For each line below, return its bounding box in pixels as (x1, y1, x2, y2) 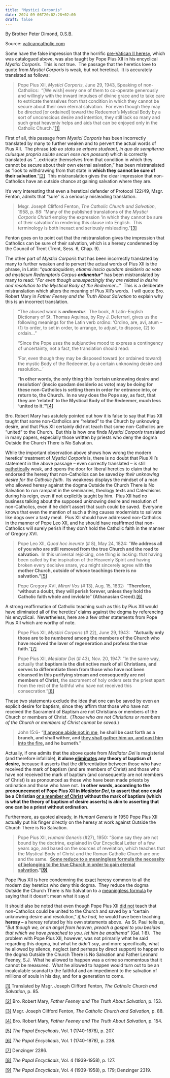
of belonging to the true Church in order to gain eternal (17, 861, 135, 867)
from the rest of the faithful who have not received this (17, 682, 132, 689)
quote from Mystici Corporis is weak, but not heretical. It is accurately (5, 67, 152, 73)
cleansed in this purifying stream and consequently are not (17, 672, 146, 678)
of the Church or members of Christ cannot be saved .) (5, 720, 119, 726)
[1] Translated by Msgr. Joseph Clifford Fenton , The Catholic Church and (5, 983, 157, 989)
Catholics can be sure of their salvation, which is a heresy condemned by (5, 240, 159, 247)
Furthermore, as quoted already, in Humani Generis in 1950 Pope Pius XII (5, 814, 158, 820)
